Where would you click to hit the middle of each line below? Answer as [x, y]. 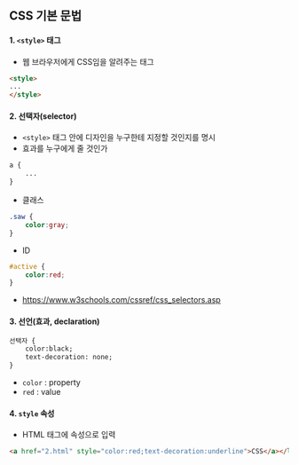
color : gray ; [47, 225]
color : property [51, 382]
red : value [41, 392]
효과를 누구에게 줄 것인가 [65, 148]
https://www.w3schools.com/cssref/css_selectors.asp [122, 300]
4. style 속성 [32, 413]
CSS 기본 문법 [46, 16]
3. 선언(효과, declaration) [55, 321]
